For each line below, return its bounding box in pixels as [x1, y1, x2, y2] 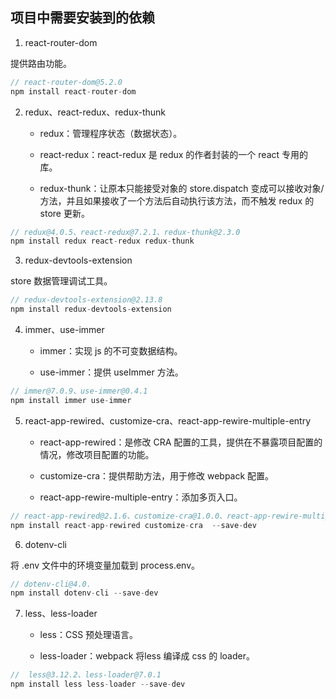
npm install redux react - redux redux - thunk [10, 236, 195, 247]
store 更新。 [39, 207, 90, 219]
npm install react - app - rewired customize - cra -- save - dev [10, 520, 257, 530]
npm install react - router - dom [10, 86, 137, 97]
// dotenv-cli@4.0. [10, 579, 92, 589]
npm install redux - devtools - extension [10, 304, 172, 315]
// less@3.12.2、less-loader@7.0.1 [10, 670, 162, 680]
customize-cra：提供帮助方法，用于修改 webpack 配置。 [39, 469, 275, 482]
